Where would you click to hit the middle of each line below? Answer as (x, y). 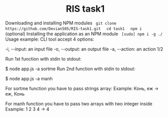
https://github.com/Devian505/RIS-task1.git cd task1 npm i (74, 28)
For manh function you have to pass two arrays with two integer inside (79, 104)
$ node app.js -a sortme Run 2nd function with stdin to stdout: (70, 69)
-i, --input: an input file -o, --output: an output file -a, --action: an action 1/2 (84, 49)
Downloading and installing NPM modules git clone (61, 23)
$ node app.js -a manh (29, 78)
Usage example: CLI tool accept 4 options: (50, 39)
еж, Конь (15, 94)
